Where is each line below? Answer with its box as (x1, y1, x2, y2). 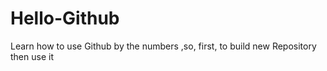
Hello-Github (10, 7, 120, 30)
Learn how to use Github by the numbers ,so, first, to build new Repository (10, 40, 317, 52)
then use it (10, 50, 54, 62)
